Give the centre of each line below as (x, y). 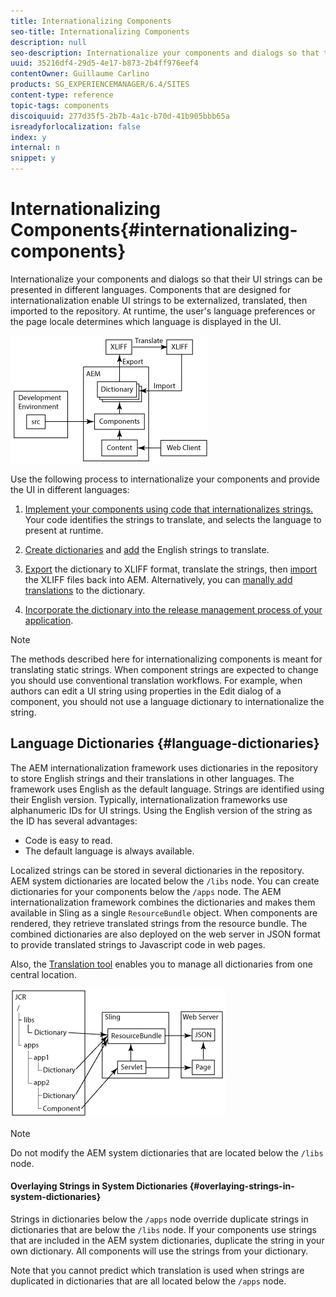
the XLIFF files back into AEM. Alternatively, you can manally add (158, 579)
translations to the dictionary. (85, 590)
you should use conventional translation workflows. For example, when (156, 680)
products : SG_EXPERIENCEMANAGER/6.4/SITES (100, 85)
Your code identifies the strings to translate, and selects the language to (173, 519)
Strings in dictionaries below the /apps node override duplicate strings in (159, 1219)
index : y (28, 137)
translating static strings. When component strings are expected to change (164, 669)
